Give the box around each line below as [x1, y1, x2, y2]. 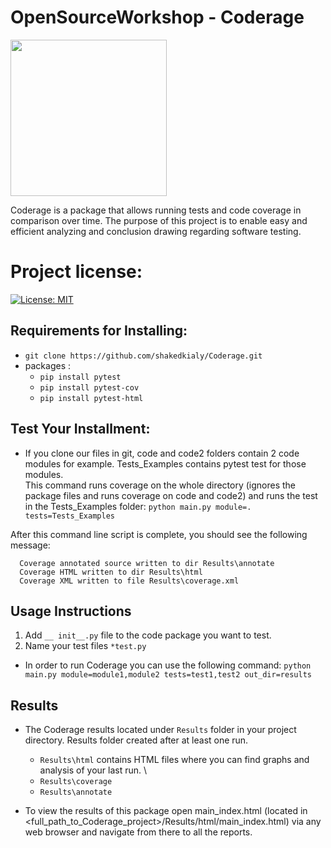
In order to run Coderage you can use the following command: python [24, 659, 312, 671]
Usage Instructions [10, 602, 132, 620]
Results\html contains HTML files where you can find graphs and [39, 754, 310, 766]
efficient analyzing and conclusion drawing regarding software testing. [10, 225, 302, 237]
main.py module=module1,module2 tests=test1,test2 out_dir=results [24, 670, 312, 680]
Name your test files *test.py [24, 640, 147, 652]
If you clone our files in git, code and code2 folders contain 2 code [24, 447, 300, 459]
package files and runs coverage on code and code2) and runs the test [24, 489, 318, 501]
